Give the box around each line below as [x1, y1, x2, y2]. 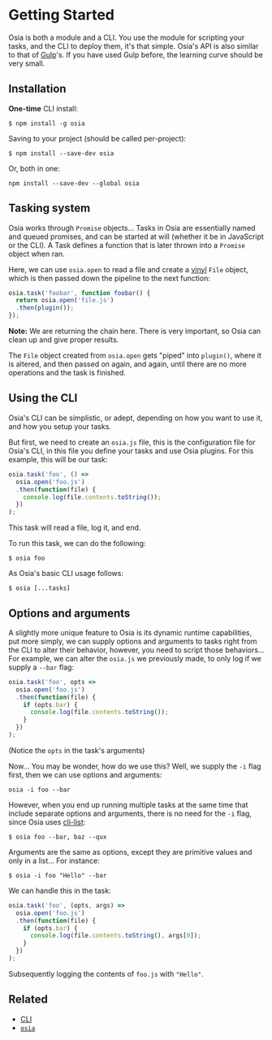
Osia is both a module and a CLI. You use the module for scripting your [8, 32, 245, 42]
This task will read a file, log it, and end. [8, 522, 141, 533]
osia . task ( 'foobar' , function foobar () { [8, 288, 151, 297]
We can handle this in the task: [8, 886, 111, 895]
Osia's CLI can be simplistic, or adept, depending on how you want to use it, [8, 413, 263, 422]
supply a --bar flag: [8, 662, 75, 672]
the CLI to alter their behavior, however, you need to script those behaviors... [8, 644, 265, 655]
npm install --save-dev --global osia [8, 179, 140, 188]
